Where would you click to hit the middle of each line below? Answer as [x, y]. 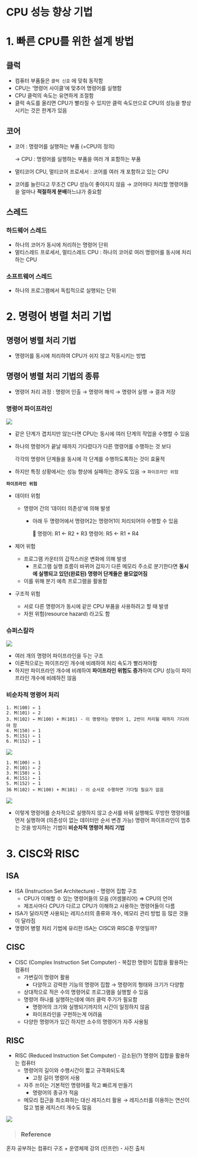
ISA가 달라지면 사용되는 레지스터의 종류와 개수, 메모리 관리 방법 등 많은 [96, 913]
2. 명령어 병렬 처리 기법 [59, 317]
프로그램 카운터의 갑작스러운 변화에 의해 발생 [75, 559]
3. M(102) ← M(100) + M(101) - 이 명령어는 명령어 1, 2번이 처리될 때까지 [90, 719]
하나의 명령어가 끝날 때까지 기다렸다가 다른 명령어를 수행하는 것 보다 [93, 447]
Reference [36, 1134]
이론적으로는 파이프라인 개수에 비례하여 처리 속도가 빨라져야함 [86, 663]
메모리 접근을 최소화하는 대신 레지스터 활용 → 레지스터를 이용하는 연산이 [106, 1100]
